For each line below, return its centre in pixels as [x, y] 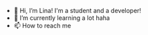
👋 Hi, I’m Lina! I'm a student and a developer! [77, 11]
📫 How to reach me [42, 25]
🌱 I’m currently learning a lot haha [62, 18]
